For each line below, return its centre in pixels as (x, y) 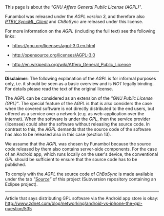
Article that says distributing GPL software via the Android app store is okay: (82, 198)
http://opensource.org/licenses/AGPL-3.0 (53, 55)
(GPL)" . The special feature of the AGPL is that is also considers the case (79, 103)
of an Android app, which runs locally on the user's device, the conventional (82, 154)
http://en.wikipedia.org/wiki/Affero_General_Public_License (72, 64)
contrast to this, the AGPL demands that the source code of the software (78, 129)
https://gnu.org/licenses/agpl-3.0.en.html (53, 45)
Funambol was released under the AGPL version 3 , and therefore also (75, 16)
